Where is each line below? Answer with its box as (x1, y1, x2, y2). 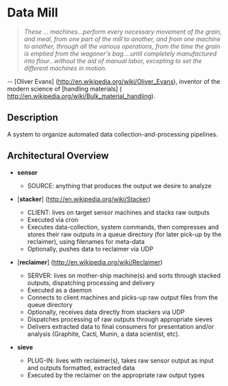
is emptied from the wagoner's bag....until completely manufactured (23, 49, 217, 58)
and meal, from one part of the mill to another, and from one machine (23, 34, 221, 43)
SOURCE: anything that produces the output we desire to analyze (27, 181, 212, 190)
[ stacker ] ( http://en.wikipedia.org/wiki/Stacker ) (16, 194, 151, 203)
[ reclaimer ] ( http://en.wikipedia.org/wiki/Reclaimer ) (16, 258, 163, 266)
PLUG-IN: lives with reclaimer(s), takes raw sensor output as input (27, 356, 214, 365)
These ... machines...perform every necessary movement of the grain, (23, 27, 223, 36)
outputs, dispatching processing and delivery (27, 278, 155, 286)
